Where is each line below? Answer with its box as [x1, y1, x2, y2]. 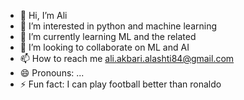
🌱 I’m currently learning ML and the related [19, 31, 197, 42]
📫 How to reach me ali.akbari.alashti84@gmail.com [19, 53, 235, 64]
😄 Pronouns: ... [19, 67, 85, 79]
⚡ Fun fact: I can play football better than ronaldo [19, 78, 222, 90]
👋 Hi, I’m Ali [19, 10, 68, 21]
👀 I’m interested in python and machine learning [19, 20, 218, 32]
